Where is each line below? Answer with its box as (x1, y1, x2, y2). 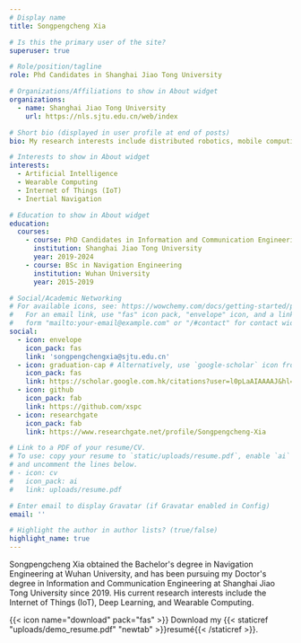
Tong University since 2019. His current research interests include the (9, 587, 267, 598)
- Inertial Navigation (17, 194, 102, 203)
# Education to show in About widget (9, 210, 150, 220)
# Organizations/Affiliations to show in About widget (9, 87, 219, 96)
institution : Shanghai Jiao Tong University (32, 244, 202, 253)
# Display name (9, 13, 66, 22)
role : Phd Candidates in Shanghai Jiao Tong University (9, 71, 222, 80)
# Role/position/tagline (9, 62, 102, 72)
